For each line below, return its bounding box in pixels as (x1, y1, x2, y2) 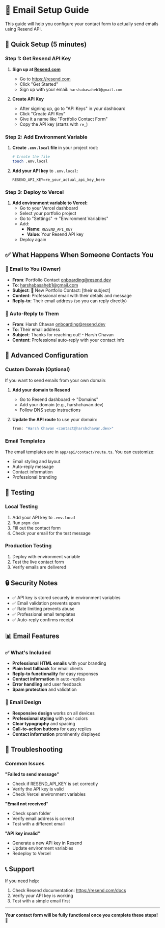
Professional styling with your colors (12, 715, 88, 721)
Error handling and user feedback (12, 681, 82, 687)
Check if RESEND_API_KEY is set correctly (12, 781, 98, 787)
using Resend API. (5, 26, 42, 32)
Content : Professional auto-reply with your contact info (12, 337, 125, 343)
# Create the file (12, 154, 50, 159)
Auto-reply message (12, 464, 54, 469)
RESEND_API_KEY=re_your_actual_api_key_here (12, 177, 105, 182)
